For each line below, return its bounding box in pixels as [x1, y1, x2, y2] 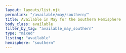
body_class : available [5, 21, 53, 27]
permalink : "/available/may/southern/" [5, 12, 90, 17]
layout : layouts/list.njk [5, 7, 60, 13]
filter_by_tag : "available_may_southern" [5, 26, 94, 31]
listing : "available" [5, 36, 51, 41]
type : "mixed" [5, 31, 35, 36]
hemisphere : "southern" [5, 40, 56, 45]
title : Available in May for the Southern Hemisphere [5, 17, 121, 22]
